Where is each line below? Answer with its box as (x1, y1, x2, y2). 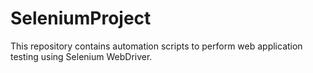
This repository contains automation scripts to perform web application (10, 40, 303, 52)
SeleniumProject (10, 7, 152, 30)
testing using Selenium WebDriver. (10, 50, 153, 62)
